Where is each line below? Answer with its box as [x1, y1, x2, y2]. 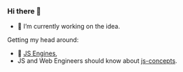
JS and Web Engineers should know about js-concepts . [17, 57, 177, 65]
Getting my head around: [7, 36, 79, 44]
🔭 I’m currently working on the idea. [17, 22, 120, 31]
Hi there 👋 [7, 6, 42, 16]
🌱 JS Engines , [17, 49, 58, 58]
